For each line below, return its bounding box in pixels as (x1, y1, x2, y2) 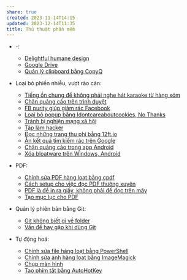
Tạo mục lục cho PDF (24, 194, 78, 201)
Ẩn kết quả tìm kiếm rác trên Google (24, 137, 116, 145)
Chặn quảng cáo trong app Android (24, 143, 114, 151)
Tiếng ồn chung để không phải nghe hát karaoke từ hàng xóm (24, 91, 181, 99)
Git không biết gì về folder (24, 217, 90, 224)
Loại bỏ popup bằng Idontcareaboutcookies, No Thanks (24, 111, 166, 118)
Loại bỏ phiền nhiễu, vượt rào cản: (15, 80, 102, 87)
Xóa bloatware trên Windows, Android (24, 150, 121, 157)
